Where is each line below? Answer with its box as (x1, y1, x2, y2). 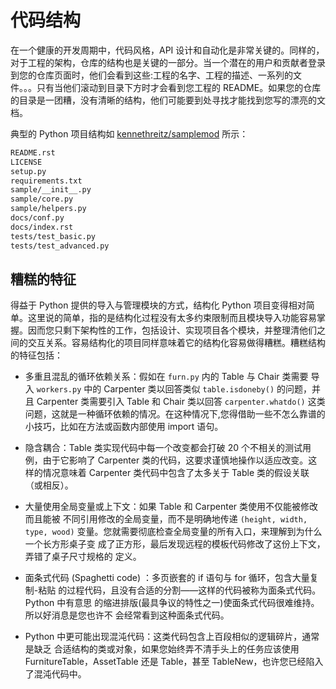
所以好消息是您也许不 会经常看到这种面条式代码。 (24, 609, 230, 621)
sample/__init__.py (10, 185, 92, 195)
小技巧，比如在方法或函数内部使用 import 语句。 (24, 421, 224, 433)
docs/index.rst (10, 222, 74, 232)
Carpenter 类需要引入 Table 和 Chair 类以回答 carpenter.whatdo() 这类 (36, 396, 326, 408)
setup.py (10, 166, 47, 176)
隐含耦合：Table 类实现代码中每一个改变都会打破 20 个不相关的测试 (24, 442, 303, 454)
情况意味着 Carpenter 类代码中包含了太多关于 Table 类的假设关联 (42, 467, 310, 479)
